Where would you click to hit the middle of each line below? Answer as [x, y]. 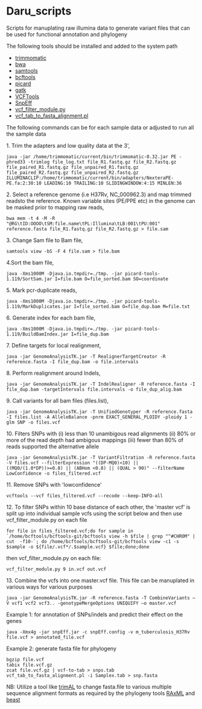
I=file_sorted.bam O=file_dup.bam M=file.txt [131, 306]
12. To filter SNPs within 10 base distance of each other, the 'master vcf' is [99, 507]
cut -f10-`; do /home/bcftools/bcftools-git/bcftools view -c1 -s [93, 541]
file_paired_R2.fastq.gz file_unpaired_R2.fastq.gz [72, 173]
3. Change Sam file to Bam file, [45, 240]
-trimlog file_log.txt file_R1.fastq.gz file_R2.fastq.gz [102, 162]
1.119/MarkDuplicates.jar [39, 306]
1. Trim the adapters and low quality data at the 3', [68, 145]
